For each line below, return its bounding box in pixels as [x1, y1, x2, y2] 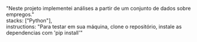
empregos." [6, 11, 34, 18]
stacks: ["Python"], [6, 17, 52, 24]
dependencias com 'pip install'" [6, 29, 83, 36]
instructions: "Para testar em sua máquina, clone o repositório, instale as [6, 23, 182, 30]
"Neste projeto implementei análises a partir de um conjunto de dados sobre [6, 5, 191, 12]
